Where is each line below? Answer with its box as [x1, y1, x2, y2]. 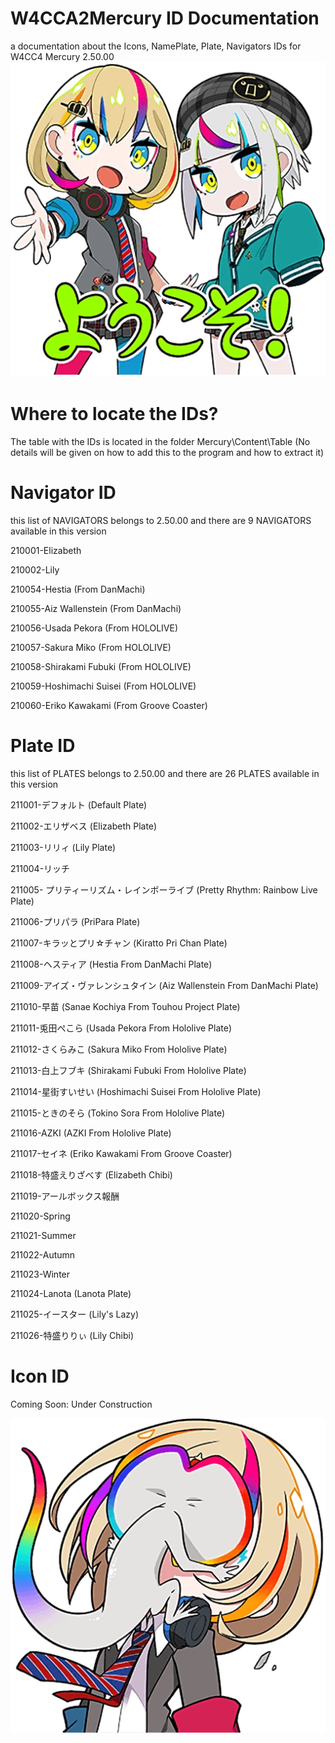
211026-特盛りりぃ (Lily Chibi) [10, 1329, 134, 1341]
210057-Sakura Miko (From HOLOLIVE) [10, 641, 172, 653]
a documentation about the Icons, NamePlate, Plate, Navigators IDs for [10, 40, 302, 52]
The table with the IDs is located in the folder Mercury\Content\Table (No [10, 435, 311, 447]
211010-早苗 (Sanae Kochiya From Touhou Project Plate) [10, 1000, 241, 1012]
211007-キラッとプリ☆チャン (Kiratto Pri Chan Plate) [10, 937, 228, 949]
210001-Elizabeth [10, 544, 82, 556]
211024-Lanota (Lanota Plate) [10, 1287, 132, 1299]
